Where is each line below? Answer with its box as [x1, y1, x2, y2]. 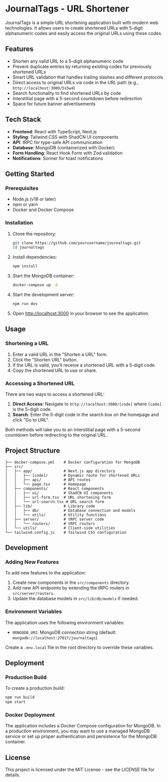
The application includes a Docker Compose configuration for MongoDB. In [5, 723, 161, 729]
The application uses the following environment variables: [5, 620, 124, 626]
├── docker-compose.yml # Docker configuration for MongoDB [5, 460, 140, 465]
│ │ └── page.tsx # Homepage [5, 482, 86, 487]
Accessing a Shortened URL [5, 379, 75, 386]
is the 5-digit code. [12, 406, 52, 412]
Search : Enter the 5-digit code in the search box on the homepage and [12, 412, 159, 418]
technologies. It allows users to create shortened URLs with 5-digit [5, 25, 143, 31]
